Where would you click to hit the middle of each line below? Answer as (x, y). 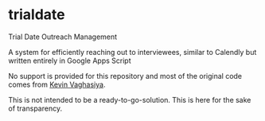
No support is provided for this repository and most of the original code (125, 76)
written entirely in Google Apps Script (70, 60)
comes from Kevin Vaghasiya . (57, 84)
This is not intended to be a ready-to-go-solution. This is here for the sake (130, 100)
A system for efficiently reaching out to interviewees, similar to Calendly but (132, 52)
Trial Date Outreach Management (63, 37)
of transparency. (35, 108)
